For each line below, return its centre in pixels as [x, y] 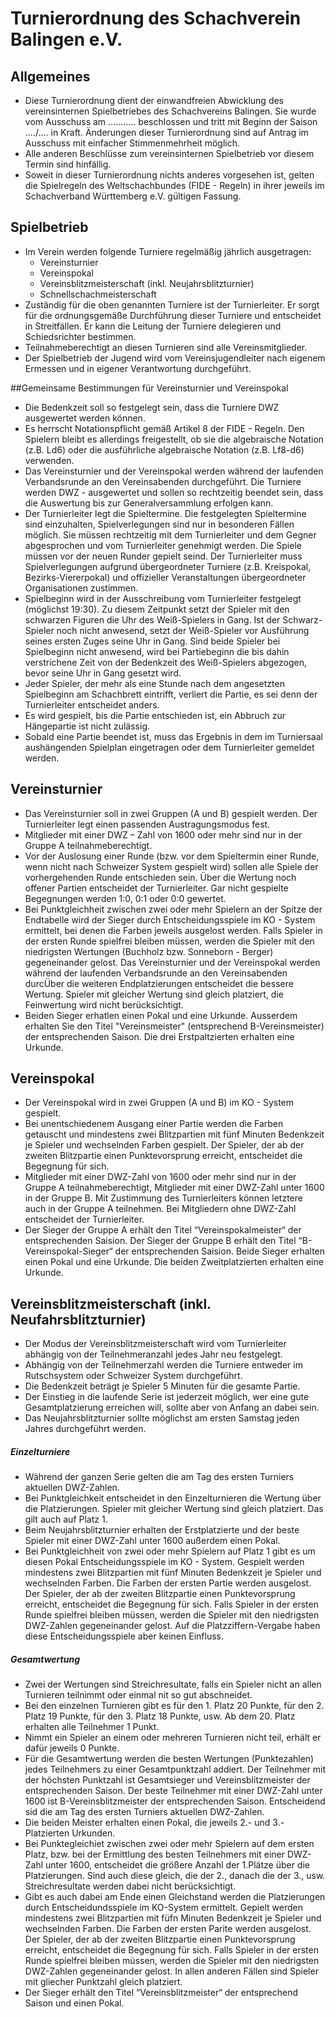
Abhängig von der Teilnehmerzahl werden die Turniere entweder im [163, 1365]
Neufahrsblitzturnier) [78, 1319]
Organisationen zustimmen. [81, 588]
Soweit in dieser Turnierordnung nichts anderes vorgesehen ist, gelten [169, 175]
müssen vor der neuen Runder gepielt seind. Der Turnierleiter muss [163, 556]
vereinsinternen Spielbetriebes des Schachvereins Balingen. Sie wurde [170, 111]
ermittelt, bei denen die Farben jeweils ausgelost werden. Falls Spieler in [173, 930]
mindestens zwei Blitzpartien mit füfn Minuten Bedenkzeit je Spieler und [173, 1918]
